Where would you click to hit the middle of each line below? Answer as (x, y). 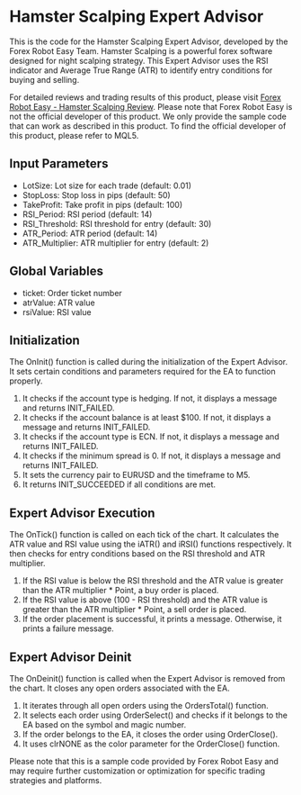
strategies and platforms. (56, 780)
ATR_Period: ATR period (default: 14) (90, 233)
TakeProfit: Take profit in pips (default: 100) (102, 204)
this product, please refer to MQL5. (74, 135)
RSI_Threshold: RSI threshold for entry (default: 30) (117, 223)
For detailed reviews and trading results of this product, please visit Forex (145, 97)
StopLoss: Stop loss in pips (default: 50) (96, 194)
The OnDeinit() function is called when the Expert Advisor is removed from (147, 678)
